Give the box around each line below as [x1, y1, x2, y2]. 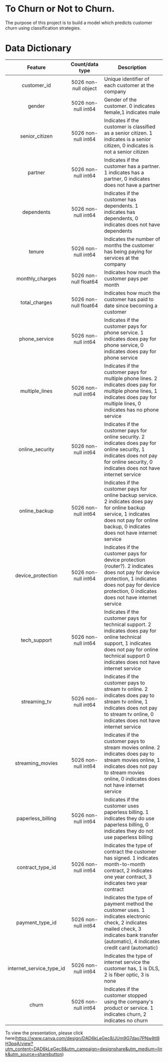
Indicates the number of [104, 235, 160, 243]
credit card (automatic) [104, 944, 158, 951]
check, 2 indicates [104, 919, 147, 926]
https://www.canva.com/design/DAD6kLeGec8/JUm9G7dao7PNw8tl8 [15, 1035, 160, 1041]
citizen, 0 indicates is [104, 142, 153, 149]
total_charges [20, 299, 52, 306]
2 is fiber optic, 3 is [104, 971, 149, 978]
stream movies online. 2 [104, 744, 160, 751]
